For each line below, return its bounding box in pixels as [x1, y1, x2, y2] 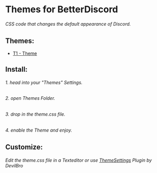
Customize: [5, 143, 43, 152]
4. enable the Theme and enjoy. [5, 127, 73, 133]
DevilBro [5, 162, 24, 168]
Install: [5, 65, 28, 74]
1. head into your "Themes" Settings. [5, 79, 83, 85]
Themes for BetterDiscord [5, 4, 119, 15]
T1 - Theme [12, 50, 37, 56]
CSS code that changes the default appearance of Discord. [5, 20, 131, 27]
